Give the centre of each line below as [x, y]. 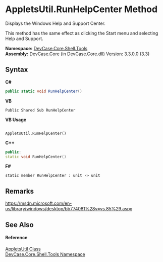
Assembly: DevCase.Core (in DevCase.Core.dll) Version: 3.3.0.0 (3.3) [77, 54]
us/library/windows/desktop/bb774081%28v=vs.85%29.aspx [69, 209]
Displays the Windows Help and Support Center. [56, 23]
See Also [19, 225]
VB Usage [16, 120]
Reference [16, 238]
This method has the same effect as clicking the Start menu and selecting [82, 33]
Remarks [20, 191]
